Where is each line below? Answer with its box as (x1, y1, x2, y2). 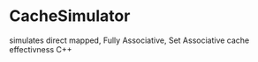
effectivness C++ (9, 44, 72, 54)
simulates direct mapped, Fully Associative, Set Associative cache (9, 35, 250, 45)
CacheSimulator (9, 6, 131, 26)
